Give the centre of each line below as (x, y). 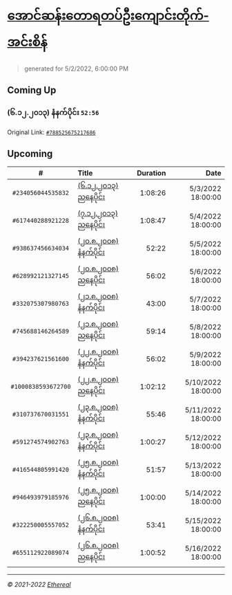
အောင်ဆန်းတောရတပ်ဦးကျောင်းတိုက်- (108, 16)
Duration (152, 173)
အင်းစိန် (27, 42)
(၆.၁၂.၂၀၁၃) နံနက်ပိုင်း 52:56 (53, 113)
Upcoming (30, 154)
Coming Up (32, 90)
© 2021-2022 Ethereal (39, 585)
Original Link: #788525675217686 (51, 132)
